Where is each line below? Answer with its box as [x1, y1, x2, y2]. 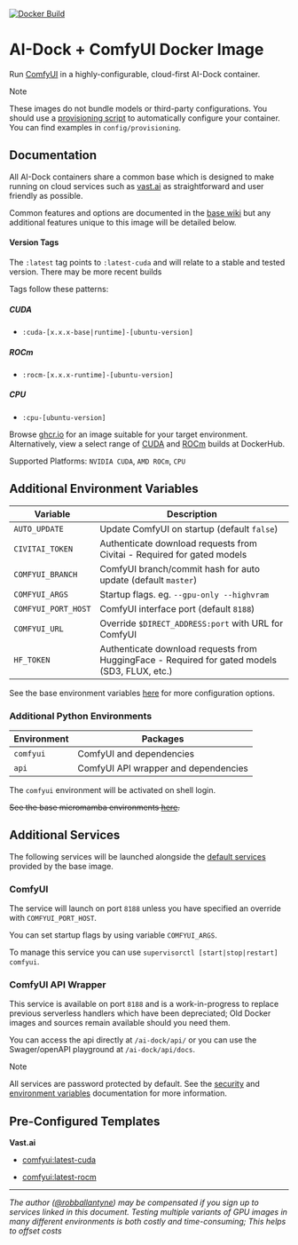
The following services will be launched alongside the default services [9, 851, 266, 861]
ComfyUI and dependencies [77, 747, 195, 759]
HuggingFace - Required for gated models [99, 654, 278, 666]
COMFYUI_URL [13, 623, 65, 634]
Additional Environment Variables [9, 481, 200, 496]
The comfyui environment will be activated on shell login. [9, 784, 216, 795]
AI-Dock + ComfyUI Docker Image [9, 40, 264, 59]
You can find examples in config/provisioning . [9, 122, 182, 132]
